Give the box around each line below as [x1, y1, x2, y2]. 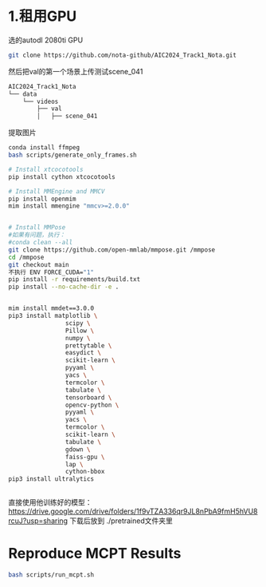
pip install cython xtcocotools [8, 173, 115, 180]
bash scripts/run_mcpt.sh [8, 571, 94, 579]
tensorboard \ [65, 393, 112, 402]
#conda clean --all [8, 239, 73, 247]
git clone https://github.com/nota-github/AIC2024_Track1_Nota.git [8, 51, 237, 59]
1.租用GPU [8, 7, 77, 26]
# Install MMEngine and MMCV [8, 187, 105, 196]
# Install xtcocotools [8, 165, 84, 173]
